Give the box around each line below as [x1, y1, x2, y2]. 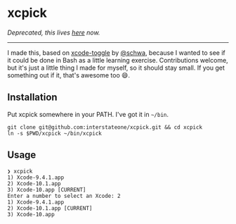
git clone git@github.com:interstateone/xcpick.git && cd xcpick [7, 123, 202, 131]
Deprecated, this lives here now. [7, 28, 100, 37]
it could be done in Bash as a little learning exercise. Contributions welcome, [7, 56, 228, 64]
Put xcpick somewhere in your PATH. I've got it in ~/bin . [7, 110, 169, 118]
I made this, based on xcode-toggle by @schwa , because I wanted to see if [7, 48, 226, 57]
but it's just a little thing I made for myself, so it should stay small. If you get [7, 63, 225, 72]
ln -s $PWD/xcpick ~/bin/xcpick [7, 130, 102, 137]
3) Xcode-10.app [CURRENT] [7, 186, 86, 193]
